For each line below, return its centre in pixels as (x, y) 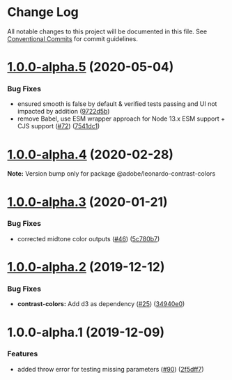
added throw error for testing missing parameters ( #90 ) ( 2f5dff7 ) (110, 369)
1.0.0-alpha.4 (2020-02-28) (91, 154)
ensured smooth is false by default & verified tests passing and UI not (117, 104)
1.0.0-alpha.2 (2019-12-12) (86, 267)
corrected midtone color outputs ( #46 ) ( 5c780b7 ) (88, 238)
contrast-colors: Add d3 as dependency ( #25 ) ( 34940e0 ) (101, 304)
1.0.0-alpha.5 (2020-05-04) (91, 67)
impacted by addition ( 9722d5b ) (63, 112)
